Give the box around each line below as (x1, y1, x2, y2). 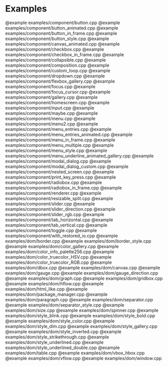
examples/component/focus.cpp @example (5, 83, 96, 89)
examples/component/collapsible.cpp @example (5, 57, 106, 63)
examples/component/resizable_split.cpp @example (5, 195, 113, 201)
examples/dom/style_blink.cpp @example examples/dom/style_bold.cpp (5, 312, 155, 318)
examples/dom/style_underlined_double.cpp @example (5, 344, 120, 350)
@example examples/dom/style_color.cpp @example (5, 318, 115, 324)
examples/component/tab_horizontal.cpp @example (5, 217, 114, 223)
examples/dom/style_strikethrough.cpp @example (5, 334, 109, 340)
